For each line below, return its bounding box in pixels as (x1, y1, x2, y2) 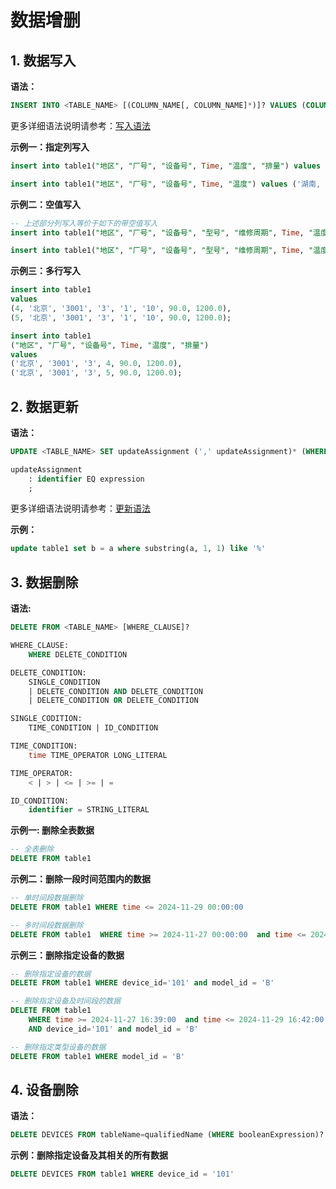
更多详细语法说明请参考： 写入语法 (10, 119, 151, 131)
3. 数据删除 (10, 574, 79, 591)
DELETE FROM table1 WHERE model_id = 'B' (10, 1051, 186, 1061)
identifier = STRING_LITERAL (28, 805, 150, 815)
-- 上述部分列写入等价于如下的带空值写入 (10, 218, 158, 228)
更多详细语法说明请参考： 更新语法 (10, 502, 151, 515)
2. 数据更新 (10, 398, 79, 415)
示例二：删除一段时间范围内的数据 (10, 873, 151, 885)
